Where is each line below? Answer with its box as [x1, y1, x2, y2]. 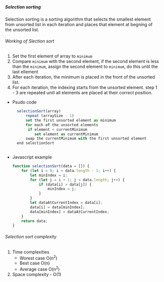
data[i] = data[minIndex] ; [30, 204, 85, 210]
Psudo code [12, 99, 37, 105]
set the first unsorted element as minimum [25, 118, 116, 123]
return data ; [21, 219, 48, 224]
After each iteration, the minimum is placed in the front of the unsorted [12, 74, 155, 80]
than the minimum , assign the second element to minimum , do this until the [12, 64, 158, 70]
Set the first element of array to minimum [12, 53, 92, 59]
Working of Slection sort [5, 38, 55, 44]
